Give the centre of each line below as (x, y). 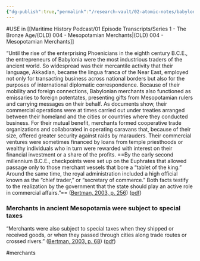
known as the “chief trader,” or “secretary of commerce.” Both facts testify (97, 180)
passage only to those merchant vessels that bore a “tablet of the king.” (94, 167)
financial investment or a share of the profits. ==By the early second (90, 154)
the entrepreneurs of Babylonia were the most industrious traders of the (94, 59)
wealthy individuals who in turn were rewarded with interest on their (89, 148)
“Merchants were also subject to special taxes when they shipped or (90, 228)
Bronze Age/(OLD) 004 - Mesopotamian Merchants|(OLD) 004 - (85, 35)
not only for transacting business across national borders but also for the (96, 78)
